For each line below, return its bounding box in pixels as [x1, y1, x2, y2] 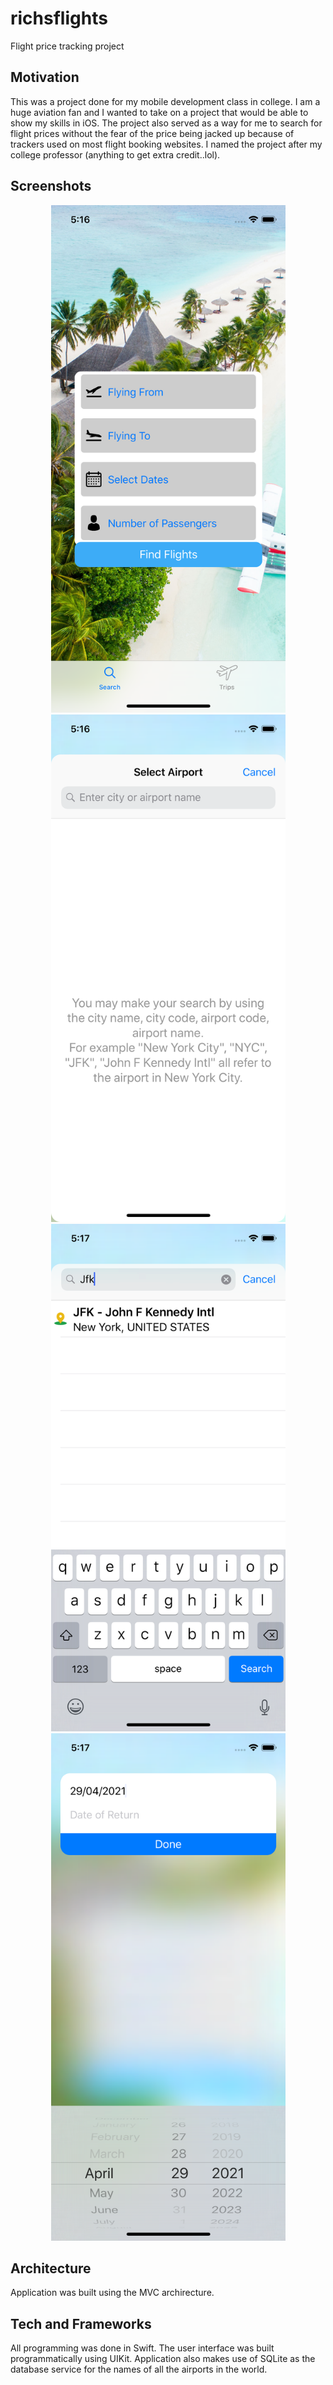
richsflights [10, 7, 108, 30]
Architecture [10, 2260, 92, 2277]
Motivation [10, 69, 80, 86]
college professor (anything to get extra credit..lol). [10, 148, 221, 161]
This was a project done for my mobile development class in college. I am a [10, 95, 321, 107]
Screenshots [10, 178, 92, 195]
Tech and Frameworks [10, 2315, 152, 2332]
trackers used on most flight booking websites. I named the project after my [10, 138, 323, 150]
